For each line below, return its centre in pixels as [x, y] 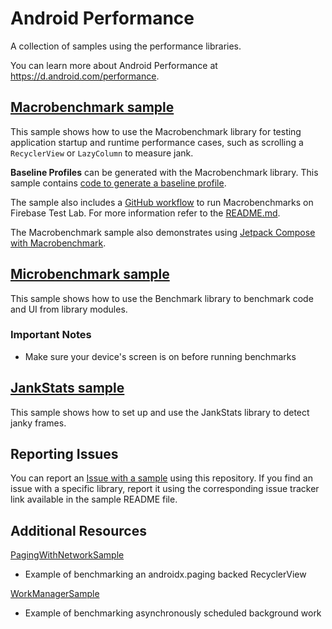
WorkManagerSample [55, 594]
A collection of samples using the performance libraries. [126, 46]
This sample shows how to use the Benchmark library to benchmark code [162, 298]
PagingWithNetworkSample [67, 555]
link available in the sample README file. [94, 499]
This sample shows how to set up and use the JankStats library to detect [160, 412]
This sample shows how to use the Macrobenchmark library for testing [156, 131]
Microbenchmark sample [90, 274]
